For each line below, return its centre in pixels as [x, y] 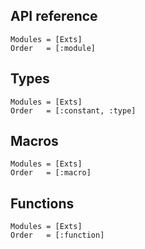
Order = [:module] [53, 48]
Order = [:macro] [51, 173]
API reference [54, 16]
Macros [34, 141]
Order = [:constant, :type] [73, 110]
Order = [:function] [57, 235]
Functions [42, 203]
